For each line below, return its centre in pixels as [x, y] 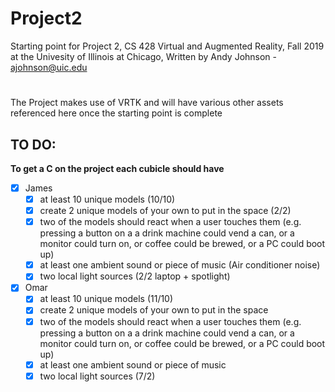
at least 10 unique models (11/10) [106, 299]
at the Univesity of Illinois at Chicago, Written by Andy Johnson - [144, 56]
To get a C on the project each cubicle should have [117, 168]
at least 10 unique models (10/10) [107, 199]
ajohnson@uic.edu [49, 67]
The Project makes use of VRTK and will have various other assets [147, 103]
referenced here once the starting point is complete [116, 113]
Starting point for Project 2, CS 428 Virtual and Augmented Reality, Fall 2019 [167, 46]
